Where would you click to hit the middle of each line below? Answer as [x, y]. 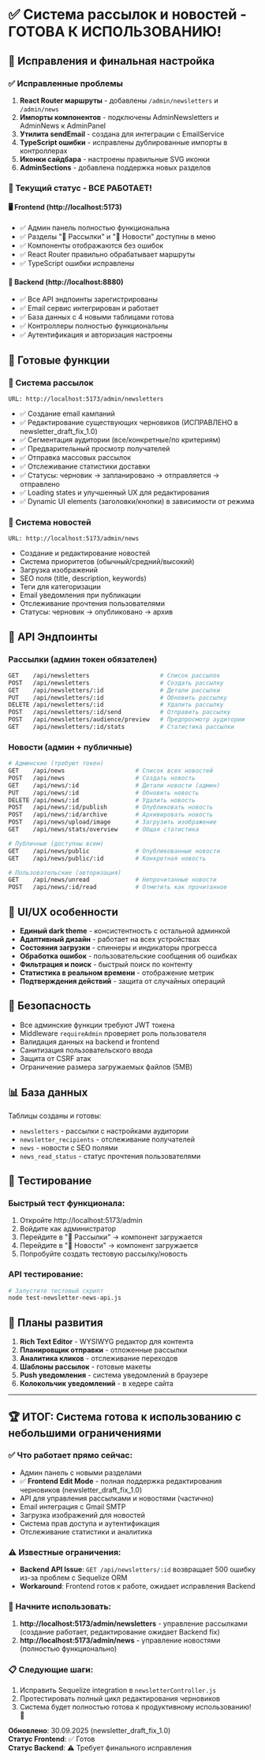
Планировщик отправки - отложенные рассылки [103, 1350]
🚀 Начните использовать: [60, 1607]
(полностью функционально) [68, 1649]
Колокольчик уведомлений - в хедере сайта [96, 1384]
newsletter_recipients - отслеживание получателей [107, 1139]
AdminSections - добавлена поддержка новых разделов [115, 167]
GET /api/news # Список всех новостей [111, 771]
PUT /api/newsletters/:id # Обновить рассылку [118, 697]
